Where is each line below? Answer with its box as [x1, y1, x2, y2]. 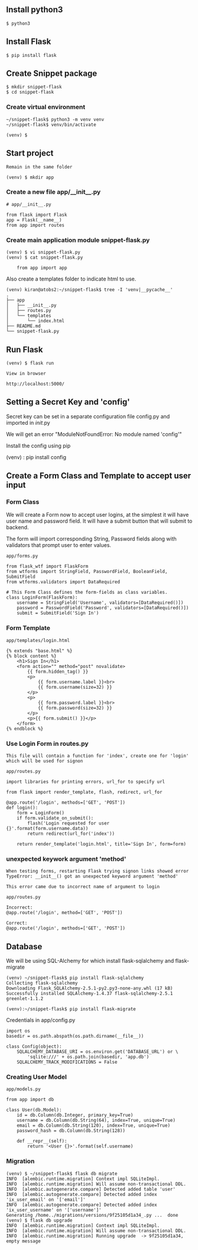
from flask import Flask [6, 212, 67, 218]
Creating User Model [6, 1073, 67, 1082]
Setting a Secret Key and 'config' [6, 397, 130, 407]
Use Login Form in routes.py [6, 739, 89, 748]
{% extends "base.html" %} [6, 648, 73, 654]
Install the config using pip [6, 442, 71, 449]
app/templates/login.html [6, 637, 70, 643]
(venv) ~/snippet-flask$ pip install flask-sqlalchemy [6, 975, 144, 981]
